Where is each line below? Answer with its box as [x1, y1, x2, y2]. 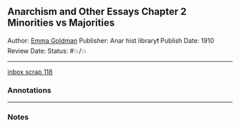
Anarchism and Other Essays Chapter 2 [7, 6, 187, 18]
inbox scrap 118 [7, 67, 53, 76]
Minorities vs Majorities [7, 17, 115, 29]
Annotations [7, 85, 51, 95]
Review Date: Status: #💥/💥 [7, 46, 87, 55]
